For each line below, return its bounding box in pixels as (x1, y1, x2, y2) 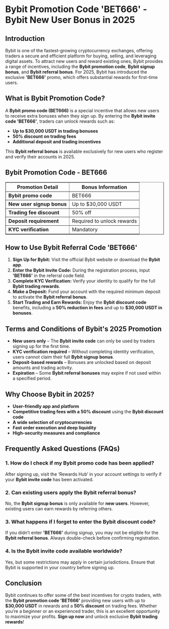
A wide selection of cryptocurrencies (12, 419, 92, 425)
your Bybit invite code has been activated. (5, 476, 94, 482)
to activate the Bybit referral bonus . (12, 294, 88, 300)
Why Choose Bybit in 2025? (5, 390, 95, 398)
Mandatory (72, 226, 98, 233)
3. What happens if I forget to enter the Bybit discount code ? (5, 518, 156, 525)
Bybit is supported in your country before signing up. (5, 564, 115, 570)
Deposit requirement (8, 217, 59, 224)
